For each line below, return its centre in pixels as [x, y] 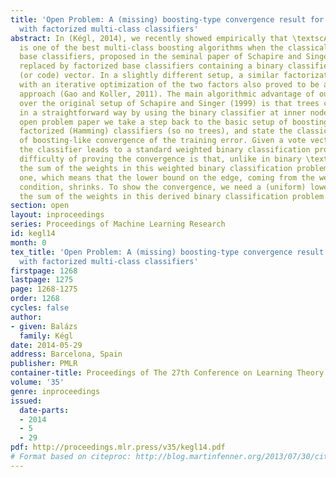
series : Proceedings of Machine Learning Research [118, 224]
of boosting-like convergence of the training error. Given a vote [163, 141]
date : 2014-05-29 [46, 345]
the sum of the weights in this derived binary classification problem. [174, 196]
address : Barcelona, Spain [66, 354]
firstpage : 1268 [44, 271]
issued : [26, 401]
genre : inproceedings [55, 391]
